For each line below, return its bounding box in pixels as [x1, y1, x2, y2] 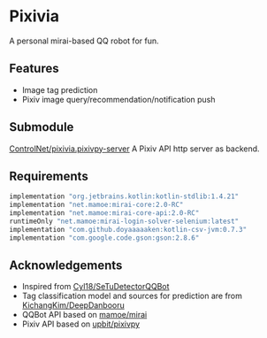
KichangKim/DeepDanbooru [21, 300, 126, 311]
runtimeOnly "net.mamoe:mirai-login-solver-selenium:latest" [9, 217, 240, 226]
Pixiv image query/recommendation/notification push [21, 94, 216, 104]
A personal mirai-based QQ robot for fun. [9, 35, 159, 46]
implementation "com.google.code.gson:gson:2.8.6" [9, 233, 200, 242]
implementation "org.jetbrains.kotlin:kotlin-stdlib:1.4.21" [9, 192, 240, 201]
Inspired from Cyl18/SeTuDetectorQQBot [21, 281, 170, 292]
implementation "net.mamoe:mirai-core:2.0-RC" [9, 201, 184, 210]
